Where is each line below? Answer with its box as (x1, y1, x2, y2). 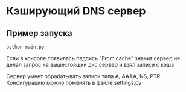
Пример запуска (6, 28, 72, 38)
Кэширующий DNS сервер (6, 4, 146, 18)
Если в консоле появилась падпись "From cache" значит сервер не (6, 55, 181, 61)
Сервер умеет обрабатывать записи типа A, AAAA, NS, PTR (6, 73, 161, 79)
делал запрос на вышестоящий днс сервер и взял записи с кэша (6, 61, 174, 68)
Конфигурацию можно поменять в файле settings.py (6, 79, 142, 86)
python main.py (6, 44, 45, 50)
